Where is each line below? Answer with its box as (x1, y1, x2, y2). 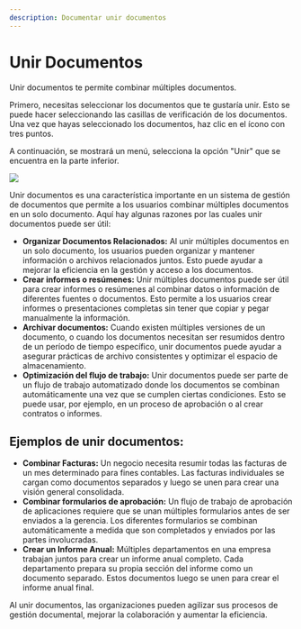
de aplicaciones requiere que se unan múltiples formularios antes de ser (22, 506, 290, 516)
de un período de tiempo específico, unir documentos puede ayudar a (22, 341, 282, 351)
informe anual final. (22, 582, 94, 593)
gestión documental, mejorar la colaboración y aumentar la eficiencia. (9, 609, 268, 620)
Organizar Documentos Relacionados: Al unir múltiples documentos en (22, 235, 289, 246)
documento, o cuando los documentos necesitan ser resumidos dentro (22, 331, 286, 342)
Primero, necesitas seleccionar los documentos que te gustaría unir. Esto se (9, 99, 290, 110)
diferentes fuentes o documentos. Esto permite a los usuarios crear (22, 293, 272, 304)
